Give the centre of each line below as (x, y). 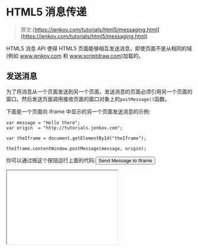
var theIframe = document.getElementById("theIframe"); (76, 138)
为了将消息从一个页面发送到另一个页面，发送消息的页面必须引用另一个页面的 (99, 92)
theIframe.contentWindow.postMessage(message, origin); (76, 148)
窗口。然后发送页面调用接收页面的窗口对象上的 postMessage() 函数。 (88, 99)
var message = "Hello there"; (43, 123)
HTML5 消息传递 (46, 12)
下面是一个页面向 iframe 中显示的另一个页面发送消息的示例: (78, 111)
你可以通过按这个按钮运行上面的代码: (51, 160)
